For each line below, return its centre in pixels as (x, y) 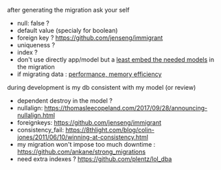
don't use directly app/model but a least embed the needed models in (116, 60)
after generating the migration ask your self (68, 10)
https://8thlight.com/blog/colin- (109, 130)
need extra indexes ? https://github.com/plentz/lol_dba (94, 159)
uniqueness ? (36, 45)
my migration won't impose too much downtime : (86, 144)
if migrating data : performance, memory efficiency (89, 74)
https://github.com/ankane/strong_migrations (81, 151)
